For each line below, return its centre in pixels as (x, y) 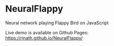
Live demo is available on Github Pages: (47, 32)
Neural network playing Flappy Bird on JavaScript (57, 23)
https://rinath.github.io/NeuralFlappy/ (44, 38)
